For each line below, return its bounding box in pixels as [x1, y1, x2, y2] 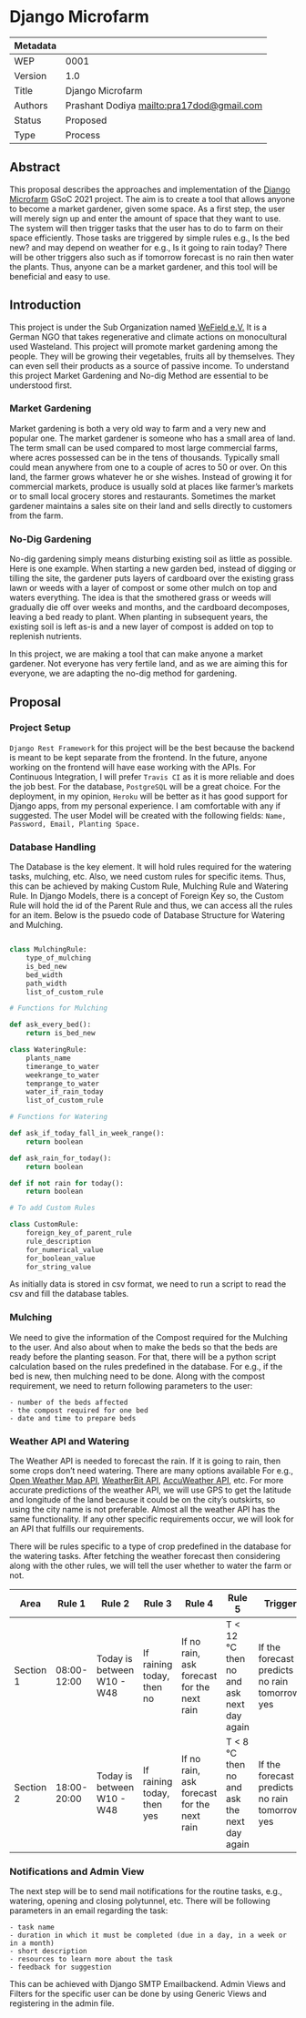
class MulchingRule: [9, 945, 88, 954]
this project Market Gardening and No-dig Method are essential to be [9, 370, 269, 381]
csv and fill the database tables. [9, 1289, 129, 1299]
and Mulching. [9, 920, 64, 931]
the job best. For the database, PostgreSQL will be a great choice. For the [9, 780, 280, 791]
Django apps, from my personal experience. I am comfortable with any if [9, 800, 281, 811]
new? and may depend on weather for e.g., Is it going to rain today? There [9, 241, 288, 252]
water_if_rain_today [25, 1087, 104, 1096]
